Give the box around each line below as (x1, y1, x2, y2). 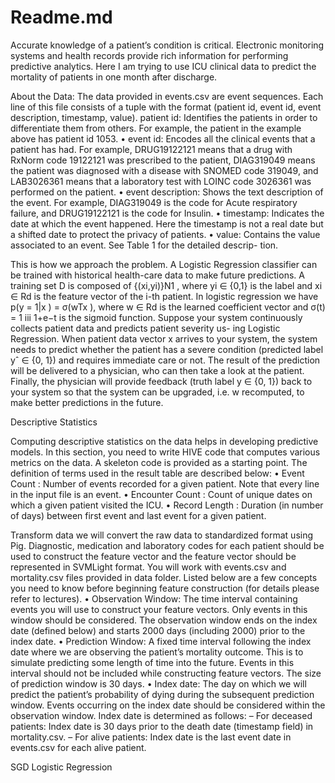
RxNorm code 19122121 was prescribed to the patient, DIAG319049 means (10, 154, 316, 166)
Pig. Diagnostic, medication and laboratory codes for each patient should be (10, 539, 325, 551)
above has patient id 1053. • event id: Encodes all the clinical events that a (10, 132, 316, 145)
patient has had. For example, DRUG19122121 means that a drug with (10, 143, 293, 155)
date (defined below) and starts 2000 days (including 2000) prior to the (10, 624, 306, 636)
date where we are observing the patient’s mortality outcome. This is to (10, 646, 304, 658)
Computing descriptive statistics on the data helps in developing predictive (10, 435, 319, 447)
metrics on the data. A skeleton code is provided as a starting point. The (10, 456, 308, 468)
